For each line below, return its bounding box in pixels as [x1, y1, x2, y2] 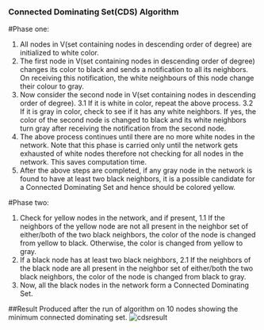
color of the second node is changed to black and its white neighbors [19, 116, 247, 125]
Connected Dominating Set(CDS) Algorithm [8, 6, 179, 17]
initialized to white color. [19, 48, 99, 58]
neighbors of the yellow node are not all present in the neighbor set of [19, 222, 248, 231]
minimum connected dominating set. [8, 313, 128, 322]
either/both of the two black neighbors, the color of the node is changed [19, 230, 256, 240]
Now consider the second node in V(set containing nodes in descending [19, 90, 256, 100]
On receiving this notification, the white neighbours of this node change [19, 74, 254, 83]
